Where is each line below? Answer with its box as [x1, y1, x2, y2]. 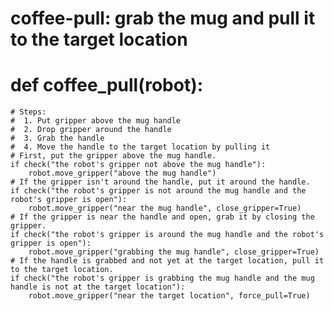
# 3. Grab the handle [10, 133, 105, 144]
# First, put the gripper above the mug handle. [10, 151, 217, 161]
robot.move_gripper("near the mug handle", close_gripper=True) [28, 203, 302, 214]
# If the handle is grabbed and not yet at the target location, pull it [10, 256, 325, 266]
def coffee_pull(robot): [10, 74, 204, 97]
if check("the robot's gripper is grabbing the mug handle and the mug [10, 273, 315, 284]
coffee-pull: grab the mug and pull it [10, 7, 316, 30]
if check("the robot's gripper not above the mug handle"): [10, 160, 267, 170]
